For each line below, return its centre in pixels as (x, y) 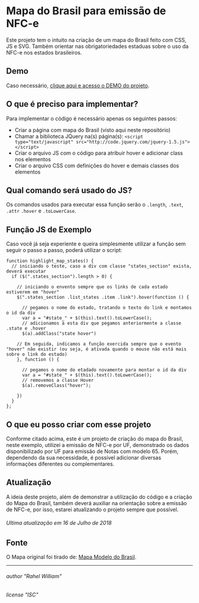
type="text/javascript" (44, 142)
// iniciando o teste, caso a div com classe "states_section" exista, (102, 266)
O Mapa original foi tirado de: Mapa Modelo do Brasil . (71, 557)
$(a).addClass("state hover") (59, 334)
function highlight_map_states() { (50, 261)
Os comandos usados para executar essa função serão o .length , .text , (95, 205)
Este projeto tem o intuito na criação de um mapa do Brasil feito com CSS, (96, 40)
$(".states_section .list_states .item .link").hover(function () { (103, 298)
